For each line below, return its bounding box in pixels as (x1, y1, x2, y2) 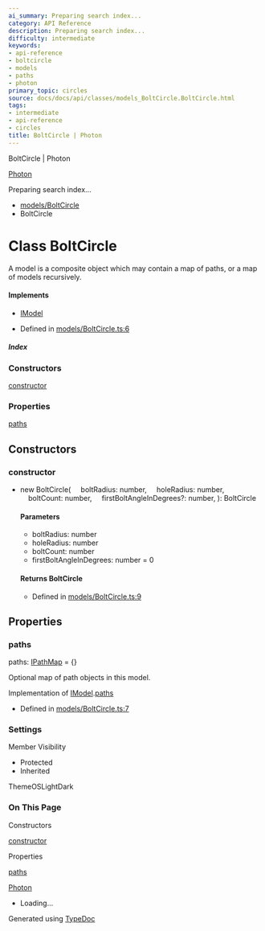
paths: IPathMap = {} (8, 657, 78, 667)
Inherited (19, 766, 51, 776)
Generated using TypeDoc (8, 913, 96, 923)
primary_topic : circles (8, 86, 88, 95)
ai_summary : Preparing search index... (8, 11, 142, 20)
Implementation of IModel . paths (8, 688, 114, 698)
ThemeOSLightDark (8, 781, 74, 792)
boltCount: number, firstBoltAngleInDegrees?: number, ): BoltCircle (27, 494, 257, 503)
